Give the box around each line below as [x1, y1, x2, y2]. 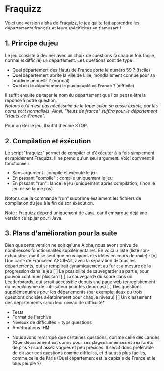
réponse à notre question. [5, 97, 57, 103]
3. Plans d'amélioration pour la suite [5, 229, 117, 237]
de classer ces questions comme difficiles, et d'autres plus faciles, [12, 350, 147, 356]
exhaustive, [5, 253, 28, 258]
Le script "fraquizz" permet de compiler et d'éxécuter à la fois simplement [5, 150, 155, 156]
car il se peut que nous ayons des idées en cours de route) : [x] [29, 253, 157, 258]
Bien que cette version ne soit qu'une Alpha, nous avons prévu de [5, 242, 138, 248]
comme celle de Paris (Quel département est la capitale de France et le [12, 355, 156, 361]
